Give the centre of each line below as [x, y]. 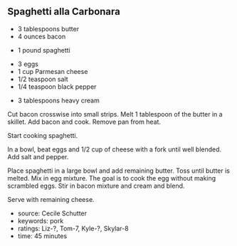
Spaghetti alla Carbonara [64, 12]
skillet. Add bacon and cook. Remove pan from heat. [84, 122]
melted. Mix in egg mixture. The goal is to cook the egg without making [112, 178]
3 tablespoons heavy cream [58, 100]
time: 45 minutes [42, 236]
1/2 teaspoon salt [43, 79]
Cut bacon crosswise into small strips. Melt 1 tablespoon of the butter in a [115, 114]
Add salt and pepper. [38, 156]
